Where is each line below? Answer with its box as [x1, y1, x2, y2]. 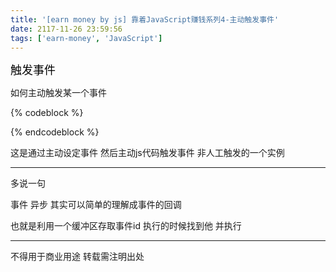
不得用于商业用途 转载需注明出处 [10, 251, 145, 263]
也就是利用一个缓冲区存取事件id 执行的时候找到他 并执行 [10, 220, 242, 232]
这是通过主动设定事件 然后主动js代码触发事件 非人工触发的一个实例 [10, 147, 285, 159]
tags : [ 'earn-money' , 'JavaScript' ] [10, 33, 163, 43]
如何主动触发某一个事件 [10, 87, 107, 99]
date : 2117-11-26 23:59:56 [10, 24, 123, 34]
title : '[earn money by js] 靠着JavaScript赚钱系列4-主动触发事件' [10, 14, 280, 25]
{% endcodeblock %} [10, 126, 100, 138]
